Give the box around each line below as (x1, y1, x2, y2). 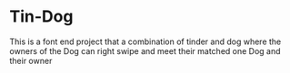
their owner (9, 55, 53, 66)
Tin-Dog (9, 6, 74, 27)
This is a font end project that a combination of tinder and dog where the (9, 36, 282, 47)
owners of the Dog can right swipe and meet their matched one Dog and (9, 45, 281, 56)
